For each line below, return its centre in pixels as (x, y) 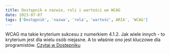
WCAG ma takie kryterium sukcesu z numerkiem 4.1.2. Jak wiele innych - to (85, 34)
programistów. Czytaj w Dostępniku (43, 45)
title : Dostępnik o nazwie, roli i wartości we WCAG (63, 10)
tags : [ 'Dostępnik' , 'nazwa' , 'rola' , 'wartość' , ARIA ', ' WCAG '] (77, 20)
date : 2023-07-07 (24, 15)
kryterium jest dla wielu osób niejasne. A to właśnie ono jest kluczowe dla (83, 40)
